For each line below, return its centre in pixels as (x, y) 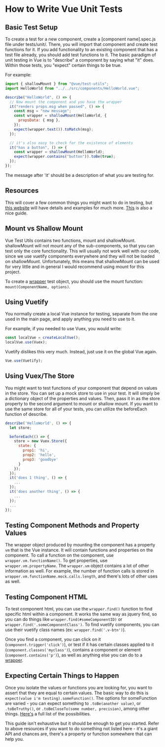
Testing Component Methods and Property (72, 525)
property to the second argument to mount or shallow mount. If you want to (82, 404)
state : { (27, 446)
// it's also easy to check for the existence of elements (71, 143)
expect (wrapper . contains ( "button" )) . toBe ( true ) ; (65, 157)
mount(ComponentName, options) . (38, 286)
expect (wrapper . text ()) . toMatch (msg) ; (54, 129)
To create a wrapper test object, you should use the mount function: (74, 281)
